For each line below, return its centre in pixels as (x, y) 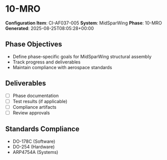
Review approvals (31, 113)
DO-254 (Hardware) (34, 147)
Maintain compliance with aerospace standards (62, 67)
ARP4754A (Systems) (35, 152)
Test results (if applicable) (40, 101)
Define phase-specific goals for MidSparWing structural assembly (82, 56)
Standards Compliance (43, 129)
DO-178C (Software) (34, 141)
